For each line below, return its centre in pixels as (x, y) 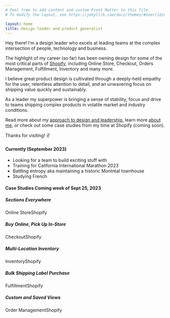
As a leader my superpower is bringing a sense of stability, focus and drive (83, 99)
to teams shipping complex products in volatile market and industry (75, 105)
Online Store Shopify (26, 213)
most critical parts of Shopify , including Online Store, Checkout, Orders (79, 63)
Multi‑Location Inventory (32, 249)
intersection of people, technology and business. (56, 48)
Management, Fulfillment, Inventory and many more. (60, 69)
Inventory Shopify (23, 261)
